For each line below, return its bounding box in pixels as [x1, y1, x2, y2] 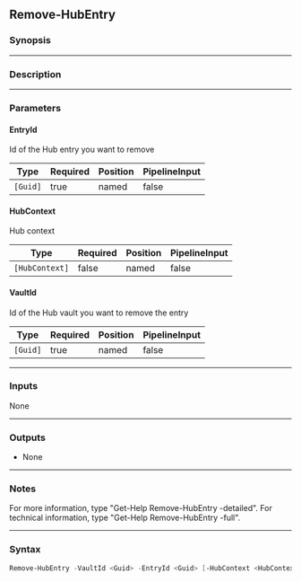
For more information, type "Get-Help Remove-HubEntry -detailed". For [9, 503, 273, 514]
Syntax [9, 543, 41, 556]
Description [9, 67, 62, 80]
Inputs [9, 380, 39, 392]
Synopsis [9, 34, 51, 47]
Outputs [9, 431, 47, 444]
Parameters [9, 101, 61, 114]
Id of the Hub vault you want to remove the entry [9, 307, 189, 318]
